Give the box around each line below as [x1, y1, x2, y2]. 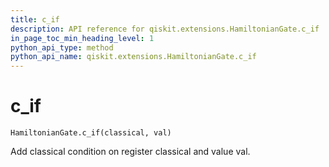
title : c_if [10, 14, 60, 25]
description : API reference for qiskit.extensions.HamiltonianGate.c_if [10, 24, 320, 34]
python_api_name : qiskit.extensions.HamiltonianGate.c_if [10, 52, 257, 62]
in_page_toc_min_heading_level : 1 [10, 33, 155, 43]
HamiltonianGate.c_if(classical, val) [10, 128, 172, 138]
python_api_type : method [10, 42, 114, 53]
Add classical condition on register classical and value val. [10, 146, 251, 158]
